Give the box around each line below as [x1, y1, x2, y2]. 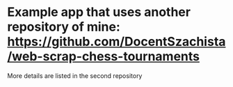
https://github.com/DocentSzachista [7, 34, 226, 49]
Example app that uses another [7, 4, 191, 20]
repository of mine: [7, 19, 120, 35]
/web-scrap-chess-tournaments [7, 49, 200, 65]
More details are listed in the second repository [7, 71, 143, 80]
